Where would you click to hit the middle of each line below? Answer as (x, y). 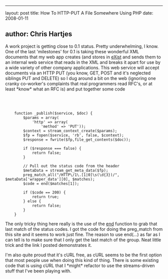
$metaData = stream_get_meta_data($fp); (66, 170)
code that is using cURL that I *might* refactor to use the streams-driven (80, 265)
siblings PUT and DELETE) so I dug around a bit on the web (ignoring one (80, 78)
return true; (45, 197)
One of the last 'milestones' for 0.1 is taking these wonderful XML (72, 51)
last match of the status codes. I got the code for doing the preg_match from (84, 229)
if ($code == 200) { (44, 192)
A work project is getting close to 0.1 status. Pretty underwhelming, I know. (82, 46)
